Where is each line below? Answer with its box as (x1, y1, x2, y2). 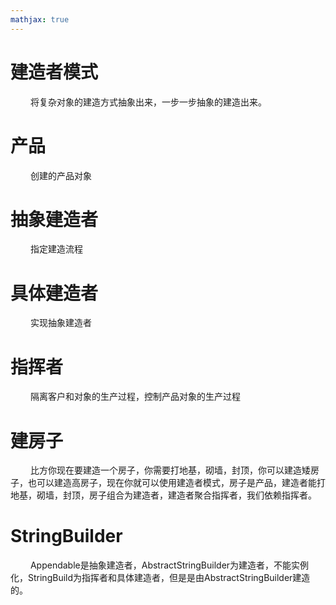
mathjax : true (10, 14, 70, 25)
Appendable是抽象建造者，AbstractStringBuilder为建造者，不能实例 (29, 559, 310, 571)
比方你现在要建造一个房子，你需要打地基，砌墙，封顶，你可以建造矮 (29, 464, 311, 476)
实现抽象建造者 (29, 317, 92, 329)
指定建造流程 (29, 243, 83, 255)
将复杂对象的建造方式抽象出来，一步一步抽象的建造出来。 (29, 96, 267, 108)
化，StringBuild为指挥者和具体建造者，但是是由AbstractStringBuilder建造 (10, 572, 311, 584)
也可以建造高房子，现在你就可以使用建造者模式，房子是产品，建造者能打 (27, 477, 326, 489)
